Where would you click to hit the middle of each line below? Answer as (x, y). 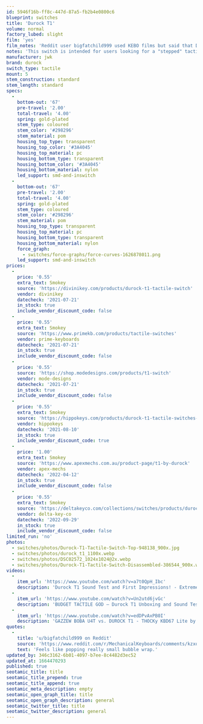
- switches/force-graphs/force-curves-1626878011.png (92, 255)
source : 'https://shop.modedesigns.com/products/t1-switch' (94, 373)
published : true (27, 666)
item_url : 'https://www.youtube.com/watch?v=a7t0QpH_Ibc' (92, 582)
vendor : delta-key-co (44, 514)
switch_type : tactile (34, 68)
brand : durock (24, 63)
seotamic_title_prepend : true (44, 678)
